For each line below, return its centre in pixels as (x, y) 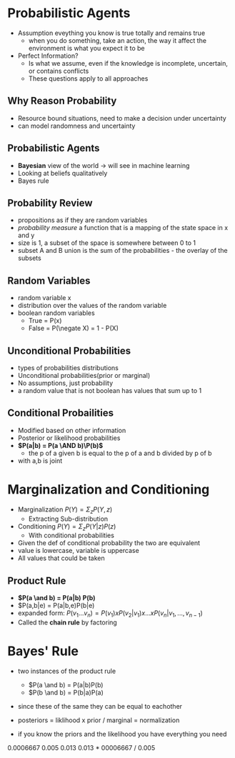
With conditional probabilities (71, 535)
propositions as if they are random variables (82, 220)
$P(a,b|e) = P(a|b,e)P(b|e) (56, 606)
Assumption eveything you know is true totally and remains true (111, 33)
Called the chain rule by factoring (67, 622)
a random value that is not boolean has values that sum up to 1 (110, 390)
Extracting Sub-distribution (68, 519)
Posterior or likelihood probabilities (69, 438)
